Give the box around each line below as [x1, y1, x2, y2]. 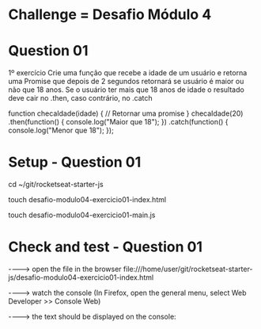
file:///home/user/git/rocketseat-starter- [123, 264, 253, 274]
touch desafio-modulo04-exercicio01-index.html [8, 195, 167, 205]
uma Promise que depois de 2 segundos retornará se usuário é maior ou [8, 77, 244, 86]
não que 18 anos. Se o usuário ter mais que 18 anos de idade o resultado [8, 85, 245, 94]
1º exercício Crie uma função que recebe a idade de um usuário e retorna [8, 68, 248, 78]
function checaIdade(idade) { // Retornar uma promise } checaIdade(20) [8, 109, 244, 118]
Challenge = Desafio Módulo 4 [8, 6, 212, 24]
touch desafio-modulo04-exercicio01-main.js [8, 210, 156, 220]
